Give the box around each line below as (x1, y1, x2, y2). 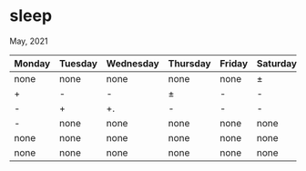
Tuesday (58, 56, 98, 69)
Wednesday (106, 56, 159, 69)
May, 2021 (9, 35, 48, 46)
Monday (14, 56, 51, 69)
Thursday (168, 56, 211, 69)
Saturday (256, 56, 298, 69)
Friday (219, 56, 249, 69)
